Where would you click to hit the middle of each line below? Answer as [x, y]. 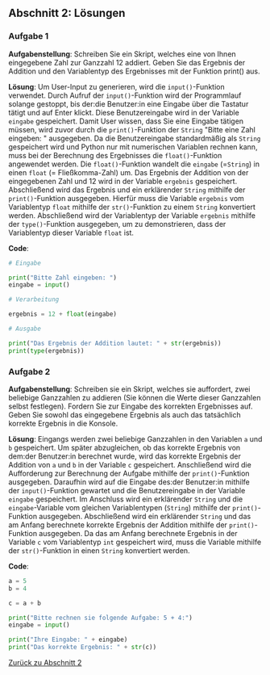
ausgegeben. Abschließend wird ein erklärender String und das [145, 516]
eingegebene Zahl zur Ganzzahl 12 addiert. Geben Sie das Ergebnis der [127, 62]
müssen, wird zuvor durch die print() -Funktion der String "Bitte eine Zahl [132, 129]
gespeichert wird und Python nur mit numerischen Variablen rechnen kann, [133, 147]
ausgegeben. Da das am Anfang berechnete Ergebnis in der [138, 533]
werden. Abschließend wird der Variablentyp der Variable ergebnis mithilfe [132, 215]
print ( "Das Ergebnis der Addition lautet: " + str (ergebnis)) [115, 343]
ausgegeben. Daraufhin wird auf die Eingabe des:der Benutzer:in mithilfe [129, 482]
